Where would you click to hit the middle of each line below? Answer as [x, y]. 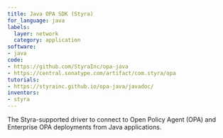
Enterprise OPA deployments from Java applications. [85, 127]
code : [15, 60]
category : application [47, 40]
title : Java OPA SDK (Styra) [50, 14]
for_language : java [36, 21]
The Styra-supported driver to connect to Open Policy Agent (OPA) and [112, 120]
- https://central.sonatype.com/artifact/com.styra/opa [92, 73]
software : [22, 47]
